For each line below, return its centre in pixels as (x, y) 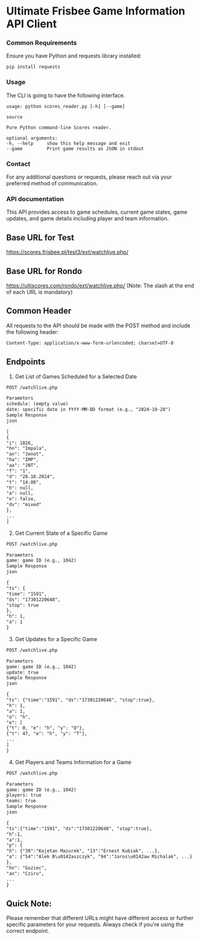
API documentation (35, 199)
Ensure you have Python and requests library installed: (74, 56)
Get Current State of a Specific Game (61, 533)
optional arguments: (32, 138)
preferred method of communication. (52, 184)
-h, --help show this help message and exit (68, 143)
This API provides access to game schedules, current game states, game (97, 212)
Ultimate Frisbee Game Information (96, 11)
